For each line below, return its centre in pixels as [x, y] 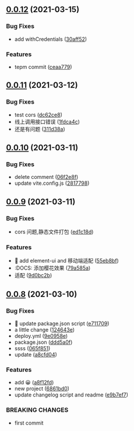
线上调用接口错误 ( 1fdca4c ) [47, 122]
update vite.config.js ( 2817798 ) [52, 183]
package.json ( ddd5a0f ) [43, 342]
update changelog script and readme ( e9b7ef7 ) [71, 395]
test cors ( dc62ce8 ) [38, 115]
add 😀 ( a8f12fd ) [34, 382]
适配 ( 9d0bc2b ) [33, 275]
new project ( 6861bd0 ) [42, 389]
